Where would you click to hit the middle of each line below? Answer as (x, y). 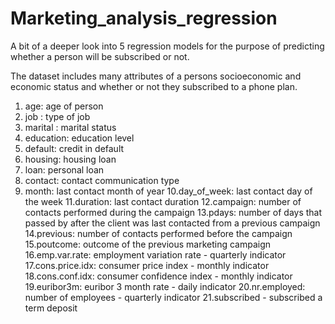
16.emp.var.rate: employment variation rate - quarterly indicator (155, 254)
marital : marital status (70, 127)
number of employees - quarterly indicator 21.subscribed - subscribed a (173, 297)
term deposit (51, 308)
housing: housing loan (70, 159)
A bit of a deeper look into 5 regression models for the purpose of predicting (167, 46)
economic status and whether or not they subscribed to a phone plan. (154, 86)
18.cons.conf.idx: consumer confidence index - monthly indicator (158, 276)
